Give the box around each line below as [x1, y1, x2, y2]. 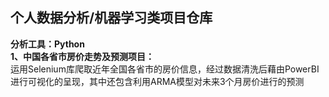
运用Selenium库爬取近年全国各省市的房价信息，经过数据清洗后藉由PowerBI [10, 63, 320, 75]
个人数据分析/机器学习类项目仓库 [10, 9, 213, 27]
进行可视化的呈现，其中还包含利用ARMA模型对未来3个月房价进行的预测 [10, 75, 305, 87]
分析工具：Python [10, 38, 85, 50]
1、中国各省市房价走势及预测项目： [10, 50, 155, 62]
